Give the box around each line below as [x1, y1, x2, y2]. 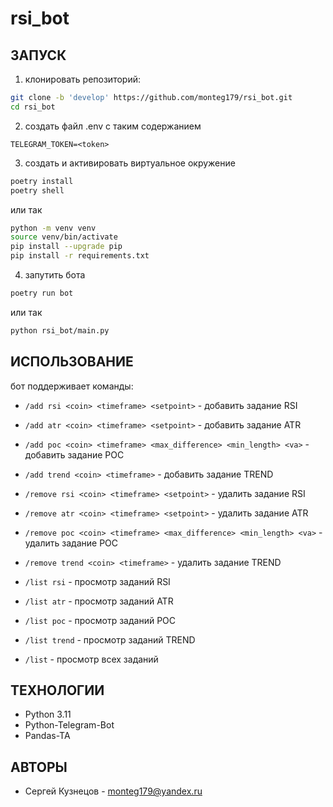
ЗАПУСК [10, 47, 67, 64]
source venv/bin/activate [10, 232, 118, 242]
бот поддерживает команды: [10, 380, 134, 392]
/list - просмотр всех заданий [24, 653, 159, 665]
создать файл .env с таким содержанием [24, 120, 202, 132]
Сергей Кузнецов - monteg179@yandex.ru [24, 785, 203, 797]
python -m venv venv [10, 223, 97, 233]
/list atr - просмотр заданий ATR [24, 595, 174, 607]
